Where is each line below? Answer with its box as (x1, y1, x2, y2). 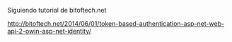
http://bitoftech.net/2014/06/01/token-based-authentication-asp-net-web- (7, 20, 225, 27)
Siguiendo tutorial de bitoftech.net (7, 6, 107, 14)
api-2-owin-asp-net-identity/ (7, 27, 92, 35)
